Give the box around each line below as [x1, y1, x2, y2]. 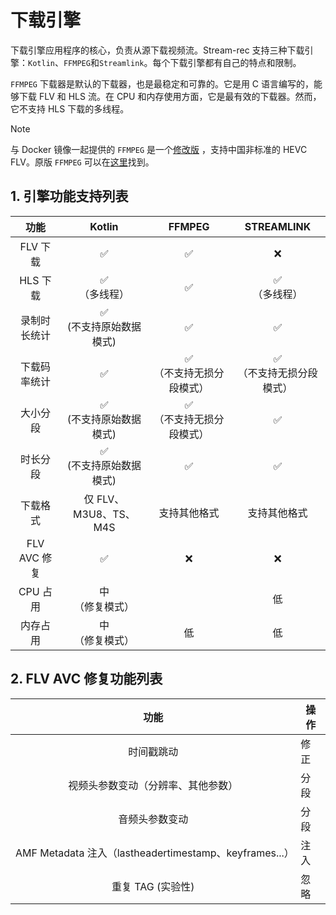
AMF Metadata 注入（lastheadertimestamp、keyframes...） [15, 846, 295, 860]
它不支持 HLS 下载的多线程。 [10, 102, 130, 115]
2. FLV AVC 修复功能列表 [10, 671, 163, 688]
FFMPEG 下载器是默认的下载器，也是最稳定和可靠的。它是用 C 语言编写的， [10, 77, 314, 90]
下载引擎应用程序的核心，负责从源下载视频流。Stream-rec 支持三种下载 [10, 44, 305, 56]
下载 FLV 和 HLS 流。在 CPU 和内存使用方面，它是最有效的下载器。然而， [18, 90, 322, 102]
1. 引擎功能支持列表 [10, 188, 129, 205]
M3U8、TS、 [73, 507, 136, 521]
